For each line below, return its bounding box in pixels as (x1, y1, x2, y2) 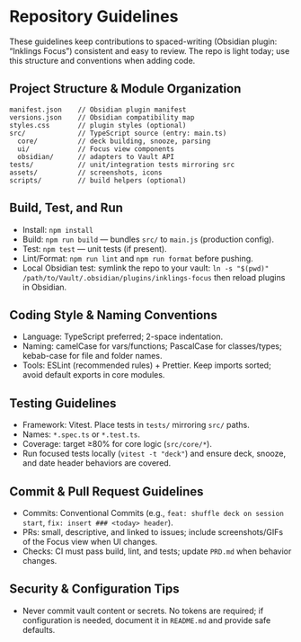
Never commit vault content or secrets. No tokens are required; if (22, 605, 264, 616)
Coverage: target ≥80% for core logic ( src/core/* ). (22, 439, 213, 450)
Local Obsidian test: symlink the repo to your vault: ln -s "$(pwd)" (22, 263, 270, 273)
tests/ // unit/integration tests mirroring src (9, 160, 235, 169)
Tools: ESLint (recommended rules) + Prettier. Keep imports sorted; (22, 360, 271, 370)
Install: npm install (22, 224, 94, 235)
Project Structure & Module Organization (9, 81, 242, 96)
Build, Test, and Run (9, 201, 124, 216)
